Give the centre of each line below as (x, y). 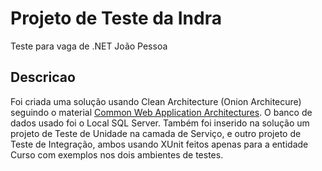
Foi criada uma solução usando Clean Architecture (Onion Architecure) (156, 101)
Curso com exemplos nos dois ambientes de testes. (117, 154)
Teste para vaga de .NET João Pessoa (89, 46)
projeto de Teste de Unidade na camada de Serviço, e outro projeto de (156, 133)
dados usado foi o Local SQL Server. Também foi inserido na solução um (160, 123)
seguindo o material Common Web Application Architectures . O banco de (161, 112)
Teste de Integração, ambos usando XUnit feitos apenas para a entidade (159, 144)
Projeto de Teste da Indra (116, 18)
